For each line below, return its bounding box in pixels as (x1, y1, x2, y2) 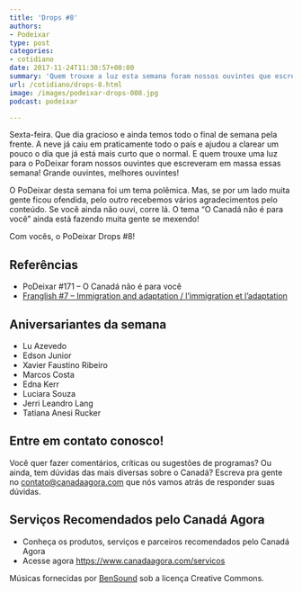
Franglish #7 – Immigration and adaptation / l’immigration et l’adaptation (22, 291, 288, 301)
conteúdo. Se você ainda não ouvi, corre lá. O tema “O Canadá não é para (9, 204, 284, 215)
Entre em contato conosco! (9, 434, 164, 449)
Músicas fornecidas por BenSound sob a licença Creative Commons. (9, 572, 265, 583)
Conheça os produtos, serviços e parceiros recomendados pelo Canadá (22, 536, 290, 547)
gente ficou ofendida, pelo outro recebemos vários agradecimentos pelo (9, 194, 279, 205)
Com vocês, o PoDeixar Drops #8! (9, 231, 136, 242)
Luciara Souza (22, 389, 76, 399)
